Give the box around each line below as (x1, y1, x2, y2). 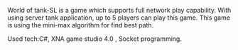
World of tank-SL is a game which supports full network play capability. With (7, 6, 232, 14)
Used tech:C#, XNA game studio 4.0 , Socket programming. (7, 35, 183, 43)
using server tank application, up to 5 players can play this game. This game (7, 13, 231, 22)
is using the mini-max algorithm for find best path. (7, 21, 154, 29)
